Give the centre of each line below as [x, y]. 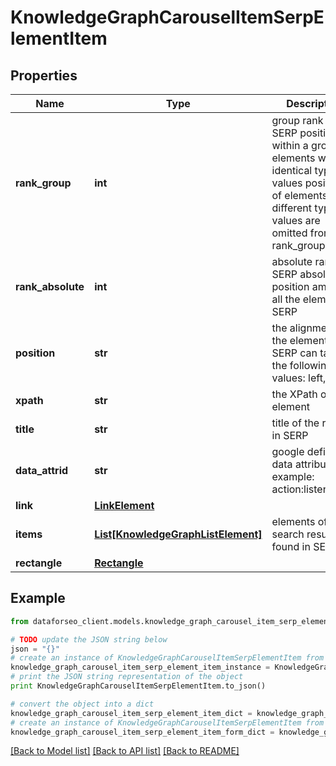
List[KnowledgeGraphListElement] [178, 534]
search [288, 534]
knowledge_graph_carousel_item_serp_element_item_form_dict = [142, 732]
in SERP [290, 435]
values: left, [299, 378]
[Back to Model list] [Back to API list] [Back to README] [125, 751]
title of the [295, 423]
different [292, 208]
